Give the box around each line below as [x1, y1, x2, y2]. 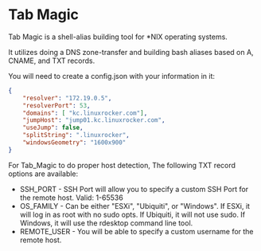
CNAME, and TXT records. [8, 56, 95, 65]
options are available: [8, 169, 79, 178]
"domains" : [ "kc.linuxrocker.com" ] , [22, 109, 148, 117]
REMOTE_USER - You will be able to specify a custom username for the [19, 226, 254, 236]
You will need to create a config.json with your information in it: [8, 71, 216, 80]
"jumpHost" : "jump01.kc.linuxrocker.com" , [22, 116, 166, 124]
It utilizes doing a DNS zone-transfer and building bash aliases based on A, [8, 47, 254, 57]
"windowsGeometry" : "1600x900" [22, 139, 127, 147]
